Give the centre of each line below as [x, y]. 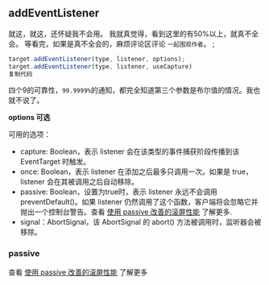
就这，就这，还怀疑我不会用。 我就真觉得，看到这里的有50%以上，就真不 [130, 33]
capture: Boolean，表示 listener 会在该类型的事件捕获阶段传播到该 [130, 151]
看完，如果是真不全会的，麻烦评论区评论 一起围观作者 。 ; [123, 43]
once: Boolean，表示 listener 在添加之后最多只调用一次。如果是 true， [136, 171]
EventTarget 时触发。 [55, 162]
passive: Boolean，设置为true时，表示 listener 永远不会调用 [118, 192]
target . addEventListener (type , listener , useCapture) [101, 66]
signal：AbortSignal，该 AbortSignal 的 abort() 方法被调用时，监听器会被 [141, 222]
